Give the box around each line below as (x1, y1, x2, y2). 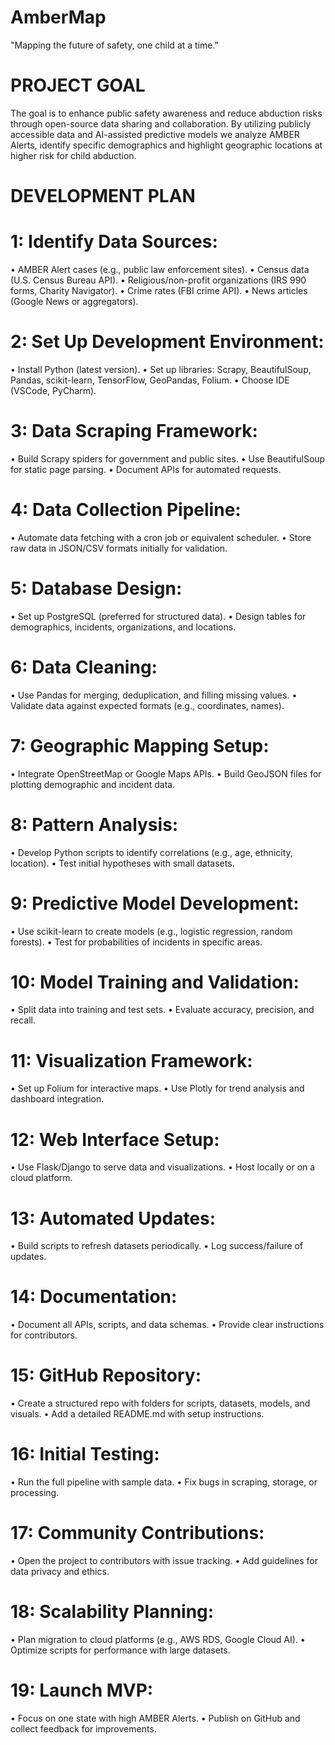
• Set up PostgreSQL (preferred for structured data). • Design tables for (10, 610, 307, 622)
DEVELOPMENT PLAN (10, 185, 196, 208)
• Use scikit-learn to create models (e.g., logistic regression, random (10, 925, 293, 937)
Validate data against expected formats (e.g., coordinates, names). (10, 699, 285, 711)
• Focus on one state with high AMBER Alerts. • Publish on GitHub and (10, 1712, 301, 1724)
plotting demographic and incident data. (10, 778, 176, 790)
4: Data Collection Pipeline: (10, 499, 242, 521)
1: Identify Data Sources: (10, 231, 218, 253)
